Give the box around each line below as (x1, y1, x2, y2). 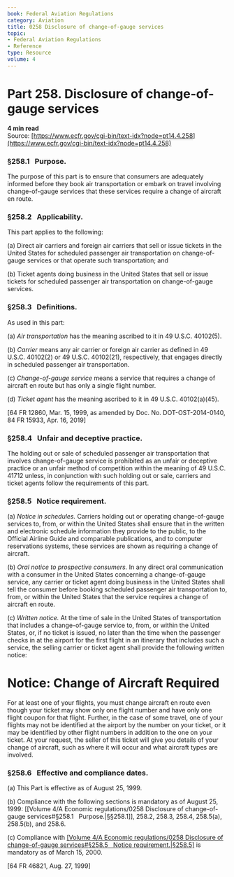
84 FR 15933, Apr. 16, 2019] (7, 416, 86, 424)
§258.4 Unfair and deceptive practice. (7, 433, 143, 443)
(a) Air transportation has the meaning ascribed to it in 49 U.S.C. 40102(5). (7, 332, 222, 340)
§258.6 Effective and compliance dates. (7, 768, 149, 778)
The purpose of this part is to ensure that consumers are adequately (7, 172, 204, 181)
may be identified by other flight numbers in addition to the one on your (7, 729, 213, 737)
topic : (7, 29, 27, 37)
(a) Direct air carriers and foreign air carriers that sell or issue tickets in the (7, 241, 222, 250)
